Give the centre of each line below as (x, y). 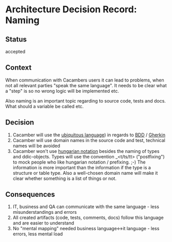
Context (18, 68)
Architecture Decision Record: (71, 9)
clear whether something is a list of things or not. (64, 178)
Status (16, 39)
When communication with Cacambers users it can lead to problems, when (85, 80)
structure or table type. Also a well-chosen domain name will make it (85, 173)
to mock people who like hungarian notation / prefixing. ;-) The (79, 162)
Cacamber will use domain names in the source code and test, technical (89, 140)
